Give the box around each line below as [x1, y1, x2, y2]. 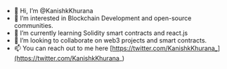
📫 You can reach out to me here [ [13, 44, 112, 52]
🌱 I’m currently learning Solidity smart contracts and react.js [13, 29, 188, 37]
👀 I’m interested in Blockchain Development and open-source [13, 14, 192, 22]
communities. [13, 22, 54, 29]
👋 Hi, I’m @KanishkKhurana [13, 7, 93, 15]
